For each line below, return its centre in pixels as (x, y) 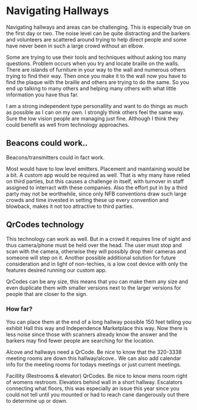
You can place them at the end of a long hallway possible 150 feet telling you (99, 322)
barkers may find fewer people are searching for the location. (80, 340)
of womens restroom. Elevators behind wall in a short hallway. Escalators (94, 382)
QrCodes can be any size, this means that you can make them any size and (97, 281)
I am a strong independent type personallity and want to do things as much (97, 106)
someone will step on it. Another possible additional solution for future (91, 257)
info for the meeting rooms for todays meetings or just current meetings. (94, 364)
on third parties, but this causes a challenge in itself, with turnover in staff (95, 181)
